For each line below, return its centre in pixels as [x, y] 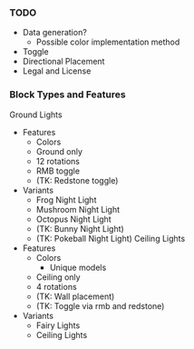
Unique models [78, 267]
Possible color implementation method [108, 42]
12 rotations [58, 161]
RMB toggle [58, 171]
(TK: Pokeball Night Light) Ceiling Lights [111, 238]
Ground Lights [36, 115]
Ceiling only [58, 277]
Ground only [59, 151]
